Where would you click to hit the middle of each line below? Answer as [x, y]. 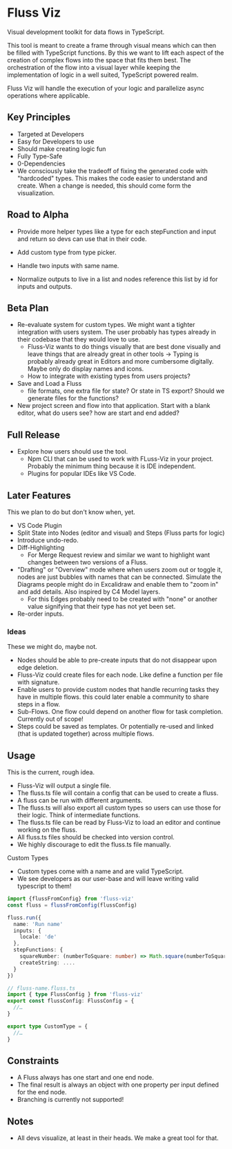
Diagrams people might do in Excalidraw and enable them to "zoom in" [118, 584]
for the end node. [42, 1092]
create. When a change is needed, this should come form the [104, 186]
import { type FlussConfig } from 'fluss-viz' [75, 995]
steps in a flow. [39, 704]
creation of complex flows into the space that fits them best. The [99, 60]
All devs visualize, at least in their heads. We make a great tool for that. [118, 1138]
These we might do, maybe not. [52, 647]
